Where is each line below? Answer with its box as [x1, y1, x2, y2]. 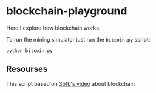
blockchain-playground [6, 4, 127, 18]
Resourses [6, 64, 48, 74]
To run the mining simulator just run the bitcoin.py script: [6, 36, 151, 43]
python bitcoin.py [6, 47, 53, 54]
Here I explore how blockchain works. [6, 24, 101, 31]
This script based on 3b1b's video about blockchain [6, 80, 135, 87]
